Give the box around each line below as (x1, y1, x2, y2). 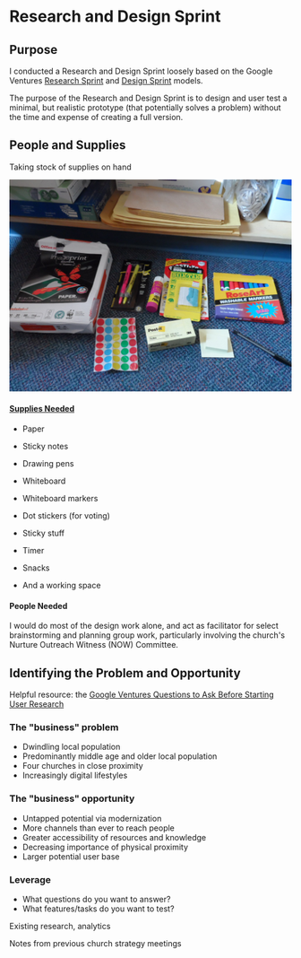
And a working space (21, 580, 101, 591)
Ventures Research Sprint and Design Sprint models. (9, 75, 203, 86)
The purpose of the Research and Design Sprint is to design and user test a (9, 92, 288, 103)
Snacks (21, 562, 50, 573)
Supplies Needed (9, 404, 74, 414)
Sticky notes (21, 441, 69, 452)
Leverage (9, 873, 51, 885)
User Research (9, 699, 64, 710)
